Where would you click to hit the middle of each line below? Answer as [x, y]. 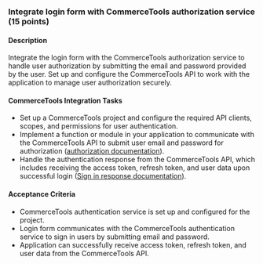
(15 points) [29, 21]
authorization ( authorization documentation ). [92, 151]
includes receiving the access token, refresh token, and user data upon [135, 168]
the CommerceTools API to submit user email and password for [121, 143]
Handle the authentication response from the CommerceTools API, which [137, 160]
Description [28, 40]
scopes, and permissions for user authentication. [99, 126]
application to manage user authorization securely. [90, 83]
